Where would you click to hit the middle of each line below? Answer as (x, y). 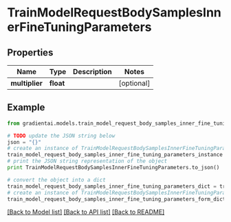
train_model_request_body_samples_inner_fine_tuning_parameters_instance (115, 155)
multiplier (27, 83)
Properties (30, 52)
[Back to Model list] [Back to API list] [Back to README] (86, 212)
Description (92, 72)
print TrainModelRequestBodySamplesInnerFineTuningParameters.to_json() (113, 168)
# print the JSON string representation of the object (87, 161)
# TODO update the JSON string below (61, 136)
